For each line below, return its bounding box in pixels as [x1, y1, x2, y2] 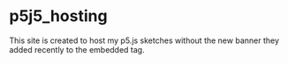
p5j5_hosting [9, 6, 108, 26]
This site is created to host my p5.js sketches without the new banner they [9, 35, 280, 46]
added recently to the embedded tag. [9, 44, 145, 54]
